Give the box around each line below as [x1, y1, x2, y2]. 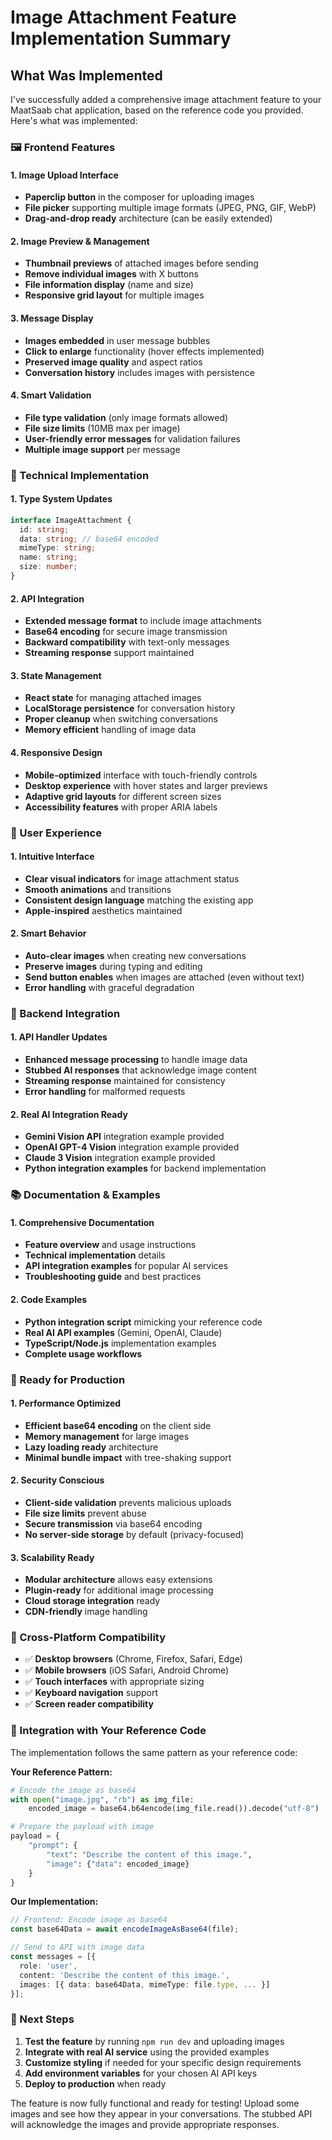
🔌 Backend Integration [10, 1006, 121, 1020]
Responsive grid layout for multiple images [24, 289, 205, 301]
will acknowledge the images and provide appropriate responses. [10, 2118, 280, 2130]
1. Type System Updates [10, 493, 113, 505]
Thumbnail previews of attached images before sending [24, 257, 259, 270]
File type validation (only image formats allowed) [24, 411, 229, 423]
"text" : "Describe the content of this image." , [46, 1849, 253, 1860]
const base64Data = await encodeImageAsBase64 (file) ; [10, 1924, 240, 1935]
